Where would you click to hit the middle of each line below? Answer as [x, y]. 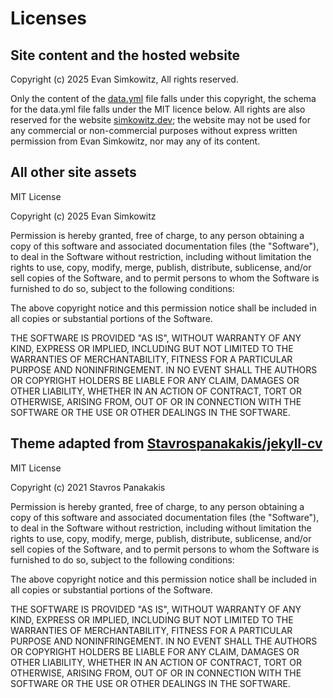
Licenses [49, 18]
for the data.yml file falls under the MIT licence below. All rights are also [158, 109]
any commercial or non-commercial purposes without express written [154, 130]
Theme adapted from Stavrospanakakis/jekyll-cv [166, 443]
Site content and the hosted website [125, 55]
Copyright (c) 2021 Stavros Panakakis [88, 487]
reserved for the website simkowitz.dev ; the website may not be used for [160, 120]
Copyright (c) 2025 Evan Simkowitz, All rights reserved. [124, 79]
